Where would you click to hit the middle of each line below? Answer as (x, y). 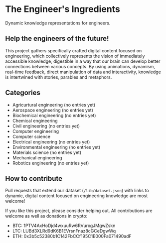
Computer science (31, 136)
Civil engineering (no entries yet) (46, 126)
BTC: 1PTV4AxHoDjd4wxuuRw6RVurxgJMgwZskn (64, 226)
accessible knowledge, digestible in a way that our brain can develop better (83, 61)
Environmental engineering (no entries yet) (56, 147)
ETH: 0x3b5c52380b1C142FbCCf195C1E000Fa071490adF (72, 236)
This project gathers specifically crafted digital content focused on (74, 50)
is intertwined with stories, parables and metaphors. (59, 77)
